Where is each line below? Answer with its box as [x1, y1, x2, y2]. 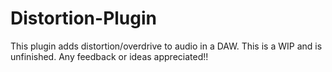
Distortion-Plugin [10, 7, 158, 30]
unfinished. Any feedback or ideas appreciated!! [10, 50, 209, 62]
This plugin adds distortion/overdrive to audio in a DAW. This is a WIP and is [10, 40, 323, 52]
